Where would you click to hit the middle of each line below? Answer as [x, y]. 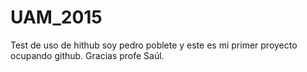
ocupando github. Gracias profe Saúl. [87, 55]
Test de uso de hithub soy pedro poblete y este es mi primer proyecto [154, 45]
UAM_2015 [56, 17]
